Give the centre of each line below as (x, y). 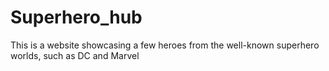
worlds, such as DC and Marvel (75, 55)
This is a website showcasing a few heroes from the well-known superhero (165, 45)
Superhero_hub (76, 17)
